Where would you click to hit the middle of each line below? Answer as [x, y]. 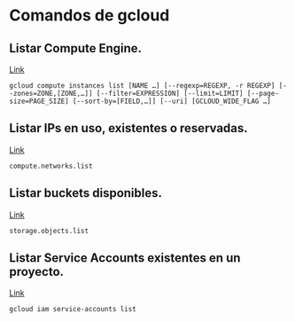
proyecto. [37, 272]
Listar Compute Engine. [76, 48]
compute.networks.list [51, 166]
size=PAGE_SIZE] [39, 101]
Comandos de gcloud [89, 16]
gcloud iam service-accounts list [73, 310]
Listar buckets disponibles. [85, 193]
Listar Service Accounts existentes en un [125, 258]
